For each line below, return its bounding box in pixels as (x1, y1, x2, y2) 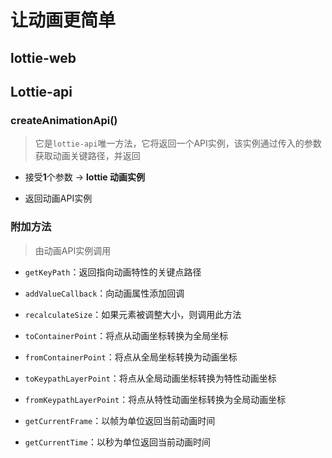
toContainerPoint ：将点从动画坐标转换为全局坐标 (24, 329, 229, 341)
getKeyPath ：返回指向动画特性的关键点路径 (24, 266, 202, 278)
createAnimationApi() (10, 113, 118, 127)
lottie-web (10, 49, 77, 66)
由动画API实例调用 (34, 244, 112, 256)
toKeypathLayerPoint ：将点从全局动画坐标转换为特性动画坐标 (24, 372, 277, 384)
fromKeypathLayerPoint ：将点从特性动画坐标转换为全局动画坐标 (24, 393, 287, 405)
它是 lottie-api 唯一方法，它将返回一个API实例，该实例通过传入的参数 (34, 137, 322, 150)
